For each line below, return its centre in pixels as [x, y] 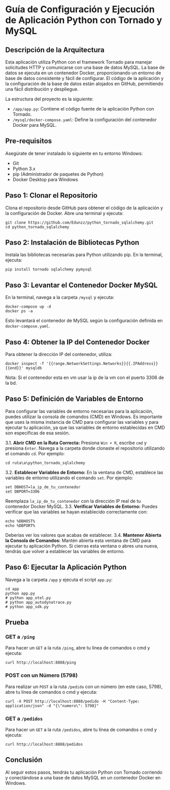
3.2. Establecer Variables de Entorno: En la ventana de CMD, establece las [84, 472]
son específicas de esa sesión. [38, 433]
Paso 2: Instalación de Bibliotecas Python [72, 243]
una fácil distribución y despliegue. [42, 89]
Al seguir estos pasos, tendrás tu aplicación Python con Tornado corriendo [84, 772]
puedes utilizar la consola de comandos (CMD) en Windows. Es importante [84, 417]
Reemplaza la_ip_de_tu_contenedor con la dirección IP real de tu [73, 501]
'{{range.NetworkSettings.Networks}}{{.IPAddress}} [102, 364]
